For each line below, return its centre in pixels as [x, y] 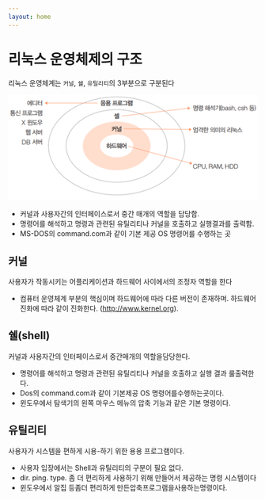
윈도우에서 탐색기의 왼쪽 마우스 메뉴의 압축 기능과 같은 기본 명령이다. [125, 403]
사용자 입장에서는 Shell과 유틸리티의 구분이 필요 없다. [102, 468]
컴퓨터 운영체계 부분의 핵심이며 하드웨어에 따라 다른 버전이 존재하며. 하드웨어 [138, 298]
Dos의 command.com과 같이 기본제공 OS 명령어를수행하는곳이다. [122, 393]
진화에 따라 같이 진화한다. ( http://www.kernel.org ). [99, 308]
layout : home [30, 17]
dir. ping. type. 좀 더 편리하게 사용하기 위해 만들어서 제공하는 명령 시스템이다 [138, 477]
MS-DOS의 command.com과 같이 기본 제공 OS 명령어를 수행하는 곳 [125, 234]
